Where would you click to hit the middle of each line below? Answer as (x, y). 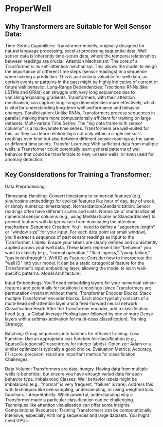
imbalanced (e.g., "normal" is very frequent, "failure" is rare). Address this (79, 384)
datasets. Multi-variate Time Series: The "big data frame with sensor (74, 123)
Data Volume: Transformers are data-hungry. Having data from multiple (77, 369)
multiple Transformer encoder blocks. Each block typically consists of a (77, 298)
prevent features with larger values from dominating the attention (70, 221)
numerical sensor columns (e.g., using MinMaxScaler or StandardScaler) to (80, 216)
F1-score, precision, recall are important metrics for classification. (71, 354)
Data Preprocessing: (26, 186)
